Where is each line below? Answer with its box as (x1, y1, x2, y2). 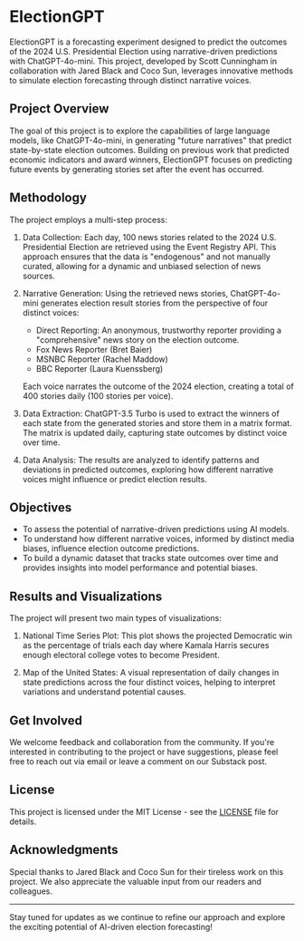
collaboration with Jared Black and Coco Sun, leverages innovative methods (9, 65, 294, 76)
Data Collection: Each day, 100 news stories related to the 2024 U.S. (22, 231, 278, 242)
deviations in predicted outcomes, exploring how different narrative (22, 464, 274, 475)
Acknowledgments (9, 842, 119, 858)
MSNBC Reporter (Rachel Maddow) (35, 354, 169, 364)
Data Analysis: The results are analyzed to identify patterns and (22, 454, 260, 465)
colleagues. (9, 886, 52, 897)
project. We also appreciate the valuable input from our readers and (9, 876, 262, 887)
